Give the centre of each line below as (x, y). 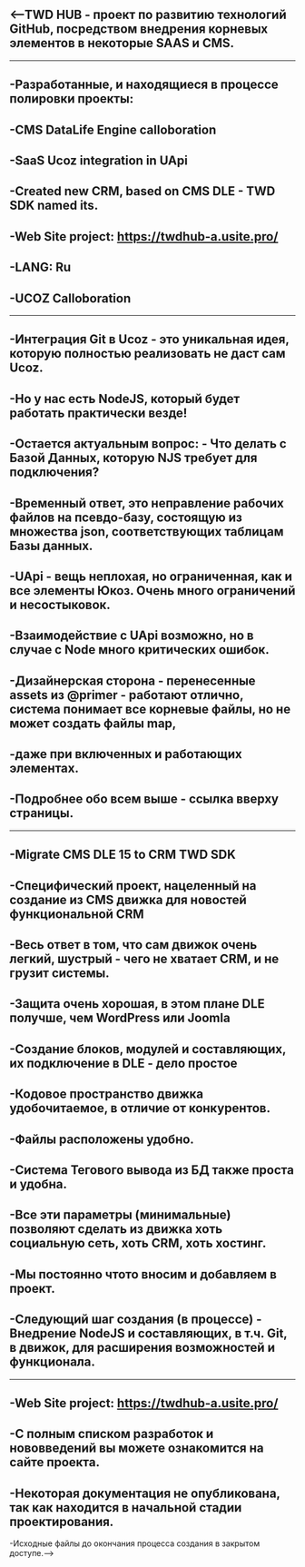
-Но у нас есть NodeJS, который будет (125, 399)
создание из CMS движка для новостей (128, 899)
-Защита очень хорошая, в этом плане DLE (137, 1004)
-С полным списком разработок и (112, 1434)
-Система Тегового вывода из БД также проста (152, 1170)
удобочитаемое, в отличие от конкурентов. (140, 1108)
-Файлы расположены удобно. (102, 1139)
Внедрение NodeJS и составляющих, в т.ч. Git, (148, 1334)
